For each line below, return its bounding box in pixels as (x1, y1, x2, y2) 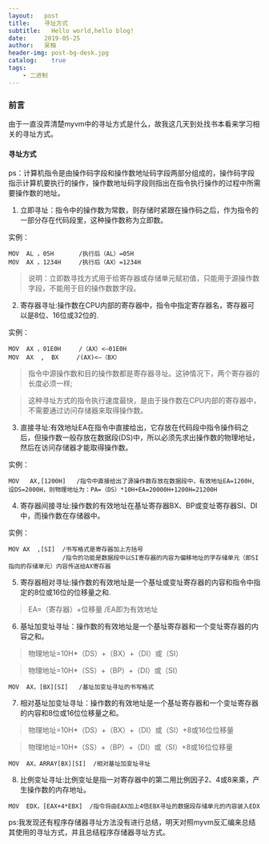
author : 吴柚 (8, 42, 57, 50)
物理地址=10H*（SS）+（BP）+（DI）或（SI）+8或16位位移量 (27, 742, 234, 752)
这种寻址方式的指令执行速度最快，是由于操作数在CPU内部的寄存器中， (27, 396, 261, 406)
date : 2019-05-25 (8, 34, 81, 42)
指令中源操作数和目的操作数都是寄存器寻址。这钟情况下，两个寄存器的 (27, 369, 260, 378)
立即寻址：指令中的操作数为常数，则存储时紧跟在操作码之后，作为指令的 (19, 205, 259, 215)
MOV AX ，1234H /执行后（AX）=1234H (8, 258, 142, 267)
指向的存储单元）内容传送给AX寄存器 (8, 563, 111, 571)
